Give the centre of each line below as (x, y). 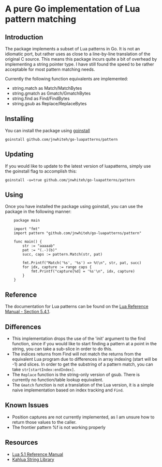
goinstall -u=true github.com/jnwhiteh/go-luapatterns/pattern (70, 180)
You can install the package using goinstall (48, 130)
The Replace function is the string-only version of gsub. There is (76, 375)
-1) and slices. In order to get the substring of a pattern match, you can (82, 364)
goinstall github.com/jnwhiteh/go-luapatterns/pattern (61, 139)
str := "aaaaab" (39, 246)
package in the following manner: (38, 211)
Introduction (24, 37)
